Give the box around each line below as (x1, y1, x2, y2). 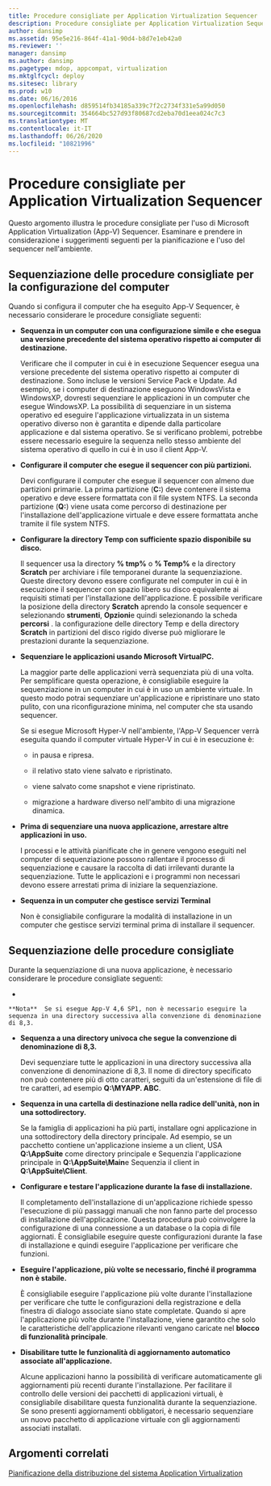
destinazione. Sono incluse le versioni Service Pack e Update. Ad (19, 376, 237, 386)
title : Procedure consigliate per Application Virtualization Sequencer (8, 11, 258, 20)
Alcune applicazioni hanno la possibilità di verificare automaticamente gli (19, 1372, 262, 1382)
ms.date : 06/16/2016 (8, 95, 78, 103)
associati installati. (19, 1424, 82, 1433)
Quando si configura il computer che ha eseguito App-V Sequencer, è (8, 302, 240, 311)
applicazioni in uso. (19, 830, 87, 840)
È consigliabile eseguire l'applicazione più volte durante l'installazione (19, 1289, 252, 1298)
